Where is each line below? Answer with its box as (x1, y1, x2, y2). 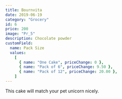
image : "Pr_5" (5, 31, 36, 36)
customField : (5, 41, 33, 46)
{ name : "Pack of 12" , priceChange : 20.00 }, (18, 69, 117, 75)
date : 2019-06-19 (5, 12, 42, 17)
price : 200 (5, 27, 29, 32)
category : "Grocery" (5, 17, 50, 22)
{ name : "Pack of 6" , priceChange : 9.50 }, (18, 64, 113, 69)
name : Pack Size (10, 45, 44, 51)
